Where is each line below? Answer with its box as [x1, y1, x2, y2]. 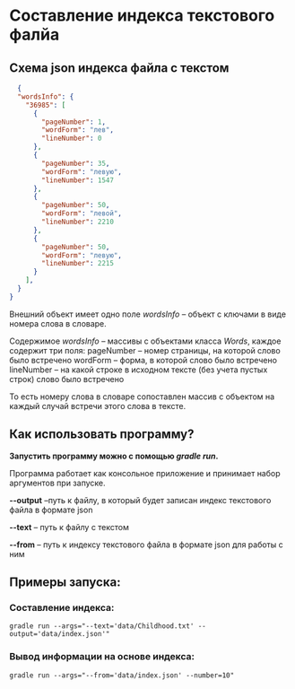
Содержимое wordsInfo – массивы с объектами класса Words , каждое [9, 336, 282, 346]
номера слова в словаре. [9, 318, 108, 328]
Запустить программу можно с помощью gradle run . [9, 450, 219, 461]
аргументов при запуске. [9, 477, 106, 488]
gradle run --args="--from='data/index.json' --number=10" [9, 670, 235, 680]
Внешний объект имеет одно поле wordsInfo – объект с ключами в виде [9, 309, 287, 319]
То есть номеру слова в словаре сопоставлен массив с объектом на [9, 391, 275, 402]
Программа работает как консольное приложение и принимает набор [9, 467, 281, 478]
